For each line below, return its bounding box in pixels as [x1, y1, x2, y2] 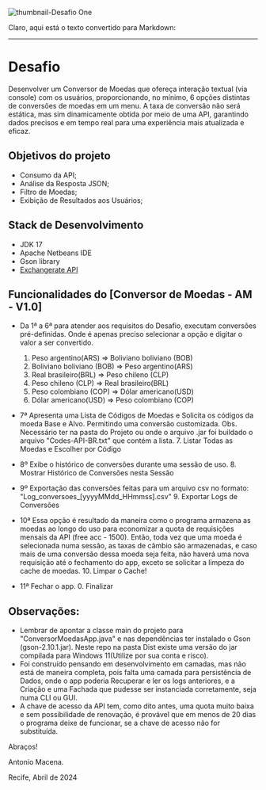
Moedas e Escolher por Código [19, 445, 121, 454]
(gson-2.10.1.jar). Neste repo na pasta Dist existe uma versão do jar [19, 643, 237, 652]
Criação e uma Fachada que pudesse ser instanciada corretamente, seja [19, 685, 257, 694]
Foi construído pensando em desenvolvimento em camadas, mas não [19, 659, 247, 669]
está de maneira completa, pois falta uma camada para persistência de [19, 668, 252, 677]
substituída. [19, 727, 59, 736]
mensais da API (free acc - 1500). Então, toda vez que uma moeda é [19, 532, 243, 542]
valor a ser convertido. [19, 338, 93, 348]
